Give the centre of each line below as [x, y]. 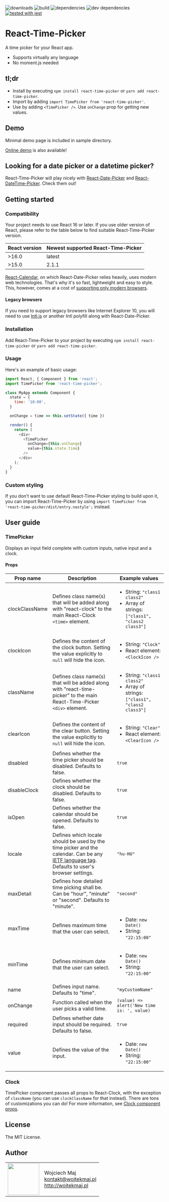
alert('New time [136, 1005]
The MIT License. [23, 1137]
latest [53, 257]
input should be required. [82, 1024]
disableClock [23, 790]
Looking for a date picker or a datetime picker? [80, 166]
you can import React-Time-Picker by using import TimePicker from [76, 501]
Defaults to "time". [74, 993]
